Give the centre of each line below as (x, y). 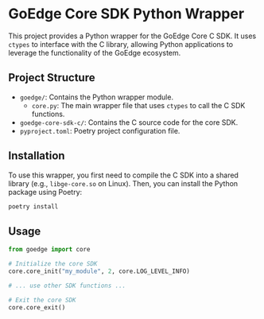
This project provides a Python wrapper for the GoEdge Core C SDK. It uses (132, 36)
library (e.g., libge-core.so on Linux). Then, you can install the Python (123, 183)
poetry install (33, 206)
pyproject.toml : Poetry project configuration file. (100, 130)
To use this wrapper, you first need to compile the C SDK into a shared (123, 175)
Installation (37, 156)
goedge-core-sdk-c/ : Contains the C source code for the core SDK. (129, 122)
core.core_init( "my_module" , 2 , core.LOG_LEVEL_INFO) (99, 271)
